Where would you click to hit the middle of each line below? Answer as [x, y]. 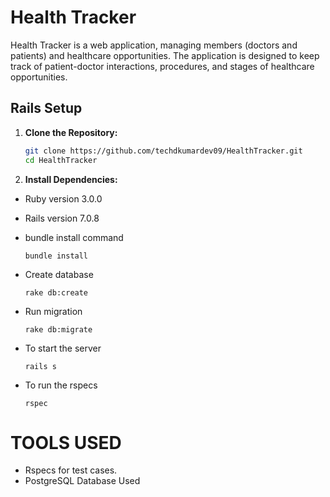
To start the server [63, 348]
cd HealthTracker [61, 160]
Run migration [53, 311]
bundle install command [74, 237]
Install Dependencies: [71, 179]
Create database [59, 274]
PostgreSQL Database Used [82, 481]
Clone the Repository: [71, 132]
